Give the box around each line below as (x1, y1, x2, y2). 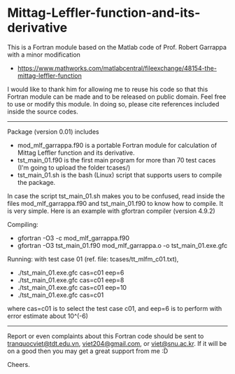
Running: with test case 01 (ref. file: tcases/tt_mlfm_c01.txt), (7, 254, 179, 263)
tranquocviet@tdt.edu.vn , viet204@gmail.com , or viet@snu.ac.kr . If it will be (7, 339, 227, 347)
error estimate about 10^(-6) (7, 312, 89, 320)
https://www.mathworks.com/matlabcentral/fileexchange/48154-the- (17, 64, 217, 72)
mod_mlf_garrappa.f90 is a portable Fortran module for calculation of (17, 141, 218, 149)
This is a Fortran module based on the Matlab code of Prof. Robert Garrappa (7, 43, 227, 51)
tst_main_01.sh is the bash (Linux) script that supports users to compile (17, 170, 222, 179)
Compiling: (7, 220, 38, 228)
